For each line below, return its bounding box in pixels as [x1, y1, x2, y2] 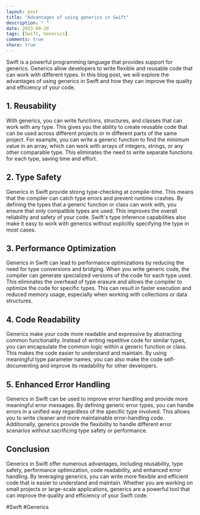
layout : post [6, 8, 39, 15]
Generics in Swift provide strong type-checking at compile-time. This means [6, 188, 194, 195]
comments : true [6, 36, 44, 42]
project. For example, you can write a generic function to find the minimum [6, 135, 189, 143]
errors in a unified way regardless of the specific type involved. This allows [6, 408, 190, 415]
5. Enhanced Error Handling [6, 380, 110, 390]
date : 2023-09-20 [6, 25, 49, 32]
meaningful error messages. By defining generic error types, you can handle [6, 401, 194, 409]
